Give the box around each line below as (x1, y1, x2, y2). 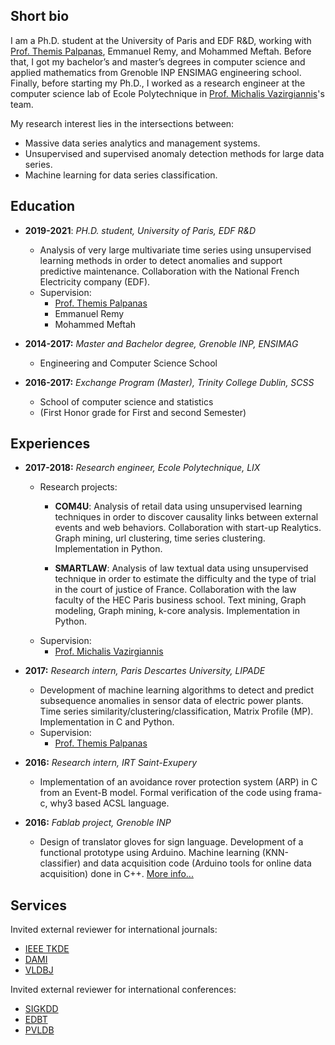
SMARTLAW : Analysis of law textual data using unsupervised (54, 562, 309, 574)
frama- (293, 787, 323, 799)
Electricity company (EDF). (39, 275, 151, 288)
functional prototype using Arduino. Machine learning (39, 847, 260, 859)
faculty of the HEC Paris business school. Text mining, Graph (54, 594, 307, 606)
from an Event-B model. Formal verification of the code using (39, 787, 292, 799)
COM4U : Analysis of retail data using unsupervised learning (54, 500, 303, 513)
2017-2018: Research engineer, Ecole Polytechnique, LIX (24, 462, 261, 474)
